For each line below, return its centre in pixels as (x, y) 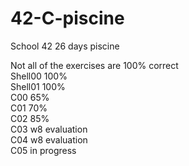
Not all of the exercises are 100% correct (94, 65)
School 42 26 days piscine (65, 46)
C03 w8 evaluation (49, 129)
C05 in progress (43, 150)
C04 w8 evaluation (49, 139)
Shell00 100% (39, 76)
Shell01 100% (38, 86)
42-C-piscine (67, 18)
